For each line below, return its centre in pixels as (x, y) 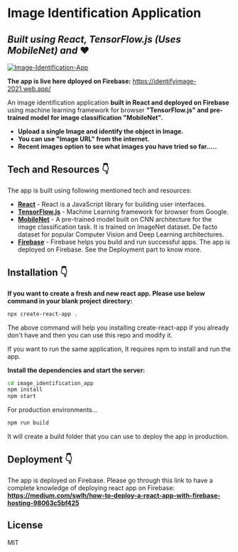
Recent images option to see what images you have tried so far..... (117, 146)
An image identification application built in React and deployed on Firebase (118, 102)
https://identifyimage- (164, 81)
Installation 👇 (38, 272)
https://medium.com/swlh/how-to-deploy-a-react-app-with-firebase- (114, 495)
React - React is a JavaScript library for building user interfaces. (112, 204)
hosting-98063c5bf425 (43, 503)
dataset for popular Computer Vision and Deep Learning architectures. (121, 234)
